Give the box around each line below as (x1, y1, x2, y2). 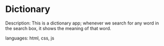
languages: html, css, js (5, 35, 55, 41)
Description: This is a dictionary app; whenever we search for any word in (5, 20, 159, 26)
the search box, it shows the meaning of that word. (5, 25, 111, 31)
